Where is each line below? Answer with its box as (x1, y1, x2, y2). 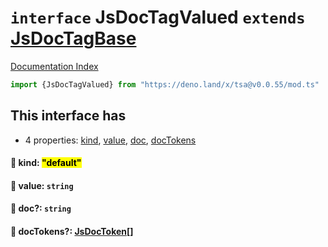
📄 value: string (10, 179, 74, 191)
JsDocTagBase (10, 27, 137, 50)
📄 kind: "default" (10, 157, 82, 169)
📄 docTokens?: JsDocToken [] (10, 226, 134, 237)
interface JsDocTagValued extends (10, 6, 306, 29)
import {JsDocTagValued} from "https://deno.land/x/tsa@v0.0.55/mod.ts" (10, 79, 320, 90)
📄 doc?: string (10, 202, 72, 215)
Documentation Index (10, 60, 99, 72)
